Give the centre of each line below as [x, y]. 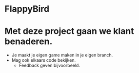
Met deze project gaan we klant [69, 31]
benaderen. [29, 42]
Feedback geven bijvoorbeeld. [49, 65]
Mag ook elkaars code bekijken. [44, 60]
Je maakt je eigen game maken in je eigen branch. [62, 55]
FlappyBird [27, 9]
